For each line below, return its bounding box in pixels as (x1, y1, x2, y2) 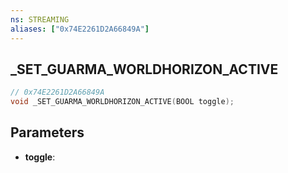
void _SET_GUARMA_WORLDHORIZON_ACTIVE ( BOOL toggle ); (10, 97, 235, 107)
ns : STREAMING (10, 14, 70, 25)
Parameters (10, 124, 85, 141)
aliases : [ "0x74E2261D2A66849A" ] (10, 24, 150, 34)
